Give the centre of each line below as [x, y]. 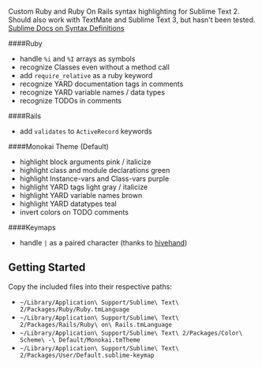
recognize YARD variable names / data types [92, 92]
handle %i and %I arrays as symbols [77, 59]
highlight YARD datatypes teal [68, 204]
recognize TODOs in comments [71, 101]
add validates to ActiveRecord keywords [86, 131]
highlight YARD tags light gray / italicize [84, 187]
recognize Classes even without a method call [94, 67]
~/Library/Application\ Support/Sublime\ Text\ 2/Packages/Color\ [131, 333]
